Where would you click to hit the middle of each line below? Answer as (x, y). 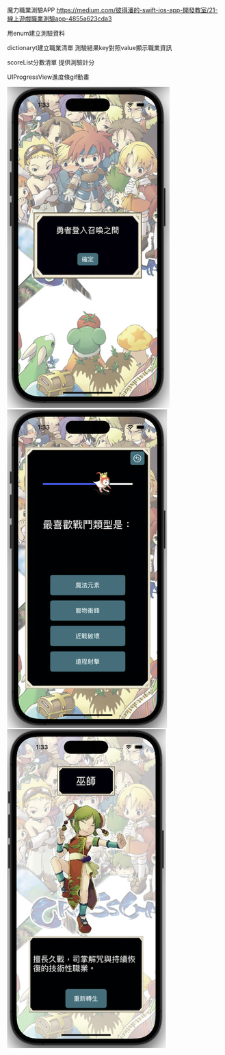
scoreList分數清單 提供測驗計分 (51, 62)
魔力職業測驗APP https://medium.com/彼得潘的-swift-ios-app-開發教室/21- (112, 10)
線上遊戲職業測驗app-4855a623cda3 (59, 19)
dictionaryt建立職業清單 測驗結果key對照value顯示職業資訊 (90, 48)
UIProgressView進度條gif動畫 (49, 77)
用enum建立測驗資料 (36, 33)
